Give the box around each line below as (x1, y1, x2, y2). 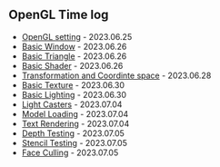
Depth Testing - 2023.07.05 (21, 127, 125, 139)
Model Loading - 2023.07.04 (21, 108, 129, 119)
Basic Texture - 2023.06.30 (21, 79, 125, 90)
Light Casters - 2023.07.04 (21, 99, 123, 110)
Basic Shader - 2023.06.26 (21, 60, 124, 71)
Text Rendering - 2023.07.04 (21, 118, 130, 129)
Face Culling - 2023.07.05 (21, 147, 119, 158)
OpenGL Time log (8, 7, 109, 23)
